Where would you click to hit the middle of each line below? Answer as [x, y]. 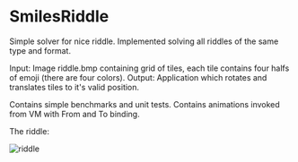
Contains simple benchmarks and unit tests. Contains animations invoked [145, 104]
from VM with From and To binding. [75, 114]
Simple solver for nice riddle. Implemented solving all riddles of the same [144, 41]
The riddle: [29, 131]
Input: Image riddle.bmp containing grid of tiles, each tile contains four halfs [149, 68]
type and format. [40, 50]
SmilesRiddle [59, 17]
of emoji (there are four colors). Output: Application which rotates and [138, 77]
